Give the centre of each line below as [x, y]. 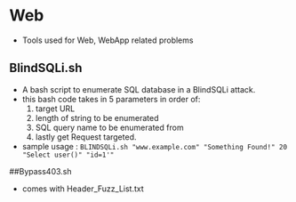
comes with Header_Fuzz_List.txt [83, 189]
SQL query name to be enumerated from [109, 127]
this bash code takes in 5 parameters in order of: [111, 99]
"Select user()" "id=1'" [68, 155]
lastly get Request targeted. [86, 137]
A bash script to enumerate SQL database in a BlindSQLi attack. [139, 89]
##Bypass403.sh [41, 171]
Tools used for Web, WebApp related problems [108, 40]
